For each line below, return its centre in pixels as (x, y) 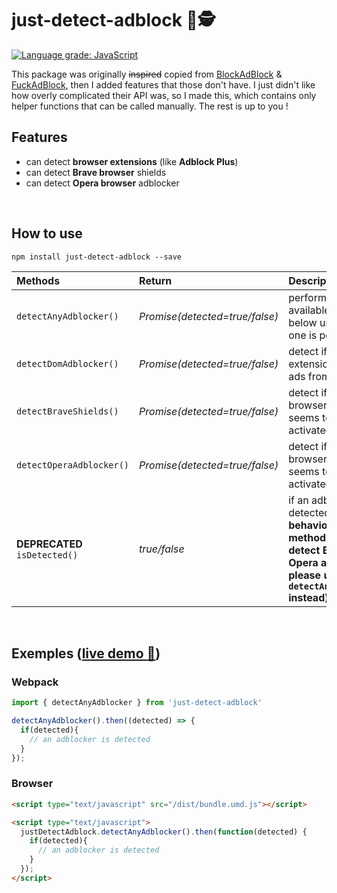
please (305, 575)
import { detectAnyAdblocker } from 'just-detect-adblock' (137, 703)
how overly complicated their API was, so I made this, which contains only (164, 95)
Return (156, 280)
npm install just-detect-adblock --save (97, 257)
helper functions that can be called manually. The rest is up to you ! (150, 106)
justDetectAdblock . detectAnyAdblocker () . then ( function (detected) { (164, 832)
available (309, 310)
